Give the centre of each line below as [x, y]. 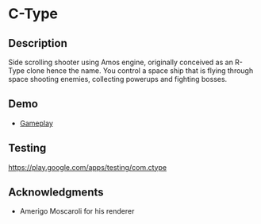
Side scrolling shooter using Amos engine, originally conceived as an [121, 62]
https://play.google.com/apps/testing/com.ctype [88, 167]
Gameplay [36, 123]
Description [38, 43]
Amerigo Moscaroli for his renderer [77, 211]
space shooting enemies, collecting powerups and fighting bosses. [118, 79]
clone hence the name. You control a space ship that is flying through [140, 71]
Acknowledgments [56, 193]
